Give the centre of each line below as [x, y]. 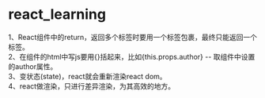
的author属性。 [33, 66]
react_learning [57, 15]
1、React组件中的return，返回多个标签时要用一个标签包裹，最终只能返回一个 [133, 37]
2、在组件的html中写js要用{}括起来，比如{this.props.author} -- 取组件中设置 [132, 56]
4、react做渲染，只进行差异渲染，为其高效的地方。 [92, 86]
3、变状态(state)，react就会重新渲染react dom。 [88, 76]
